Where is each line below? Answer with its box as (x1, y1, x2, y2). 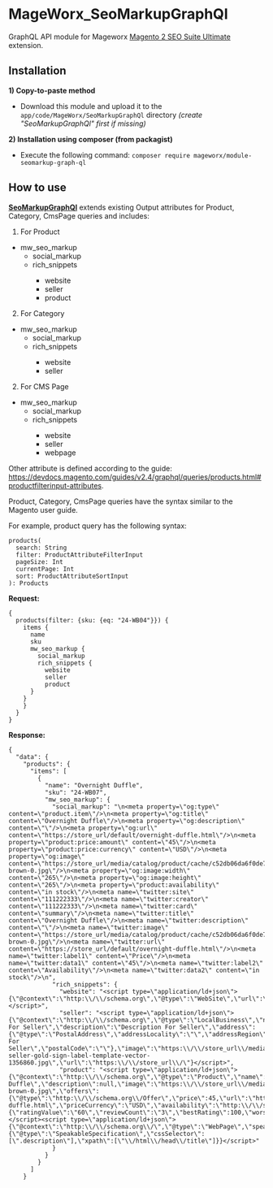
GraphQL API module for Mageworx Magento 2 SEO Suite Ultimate (8, 32, 232, 41)
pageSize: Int (15, 557, 63, 566)
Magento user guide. (8, 505, 79, 514)
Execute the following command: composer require (19, 150, 191, 159)
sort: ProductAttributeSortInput (15, 572, 129, 580)
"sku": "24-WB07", (44, 788, 107, 796)
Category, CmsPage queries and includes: (8, 210, 150, 220)
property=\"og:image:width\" (92, 866, 191, 874)
